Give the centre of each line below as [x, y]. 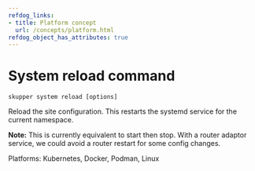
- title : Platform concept [52, 23]
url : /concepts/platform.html [65, 30]
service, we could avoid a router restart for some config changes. [115, 144]
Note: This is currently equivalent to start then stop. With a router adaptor [128, 135]
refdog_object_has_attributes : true [68, 37]
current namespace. [41, 120]
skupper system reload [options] [63, 97]
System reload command [92, 76]
